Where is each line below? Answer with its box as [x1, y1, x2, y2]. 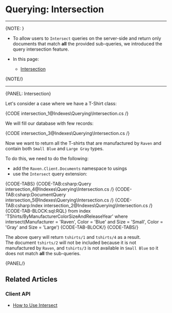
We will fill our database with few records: [5, 120, 94, 126]
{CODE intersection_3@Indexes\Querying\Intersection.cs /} [5, 130, 130, 136]
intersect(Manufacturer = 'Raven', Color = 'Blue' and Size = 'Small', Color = [5, 218, 163, 225]
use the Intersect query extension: [12, 170, 88, 177]
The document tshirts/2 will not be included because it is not [5, 239, 137, 245]
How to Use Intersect [12, 302, 58, 308]
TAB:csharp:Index [5, 202, 43, 208]
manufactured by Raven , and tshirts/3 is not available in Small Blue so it [5, 244, 159, 251]
